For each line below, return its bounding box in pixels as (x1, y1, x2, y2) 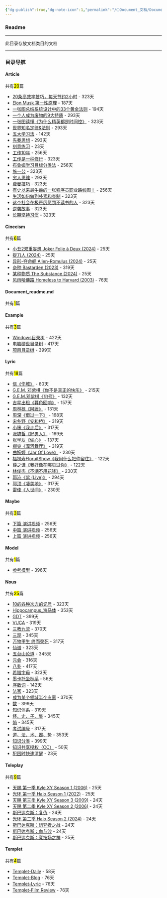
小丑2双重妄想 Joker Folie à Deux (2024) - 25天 (12, 246, 110, 252)
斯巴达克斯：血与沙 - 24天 (12, 828, 66, 834)
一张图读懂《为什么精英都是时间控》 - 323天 (12, 119, 103, 125)
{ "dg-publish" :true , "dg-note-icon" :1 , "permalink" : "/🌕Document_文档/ (5, 7, 150, 12)
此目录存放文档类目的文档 (5, 40, 58, 46)
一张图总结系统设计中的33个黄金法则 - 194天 (12, 106, 104, 112)
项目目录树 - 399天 (12, 347, 52, 353)
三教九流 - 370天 (12, 626, 47, 632)
